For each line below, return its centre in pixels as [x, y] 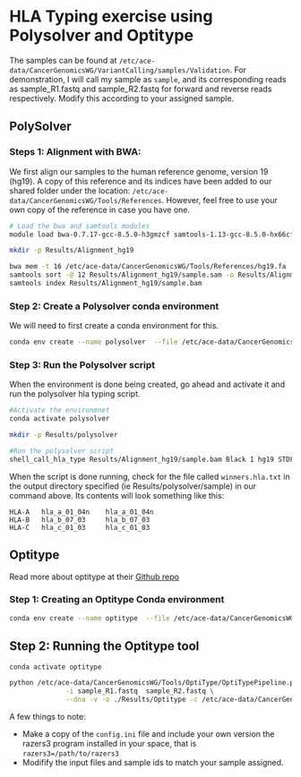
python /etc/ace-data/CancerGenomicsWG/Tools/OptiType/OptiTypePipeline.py [154, 683]
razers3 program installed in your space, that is [109, 744]
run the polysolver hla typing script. [75, 394]
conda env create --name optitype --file [90, 618]
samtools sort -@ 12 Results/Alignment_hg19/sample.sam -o [122, 275]
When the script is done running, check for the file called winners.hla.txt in [150, 476]
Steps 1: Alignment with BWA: [75, 152]
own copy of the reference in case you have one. [100, 209]
